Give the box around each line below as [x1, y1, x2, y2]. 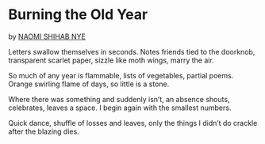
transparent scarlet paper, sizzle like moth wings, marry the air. [8, 55, 214, 65]
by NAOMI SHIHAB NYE [8, 32, 86, 41]
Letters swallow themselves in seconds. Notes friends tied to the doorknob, [8, 47, 255, 56]
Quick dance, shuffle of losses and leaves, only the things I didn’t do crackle [8, 118, 258, 127]
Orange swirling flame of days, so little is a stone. [8, 79, 170, 89]
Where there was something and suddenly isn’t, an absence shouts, [8, 94, 230, 104]
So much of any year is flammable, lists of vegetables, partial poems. [8, 70, 234, 80]
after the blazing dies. [8, 127, 79, 136]
